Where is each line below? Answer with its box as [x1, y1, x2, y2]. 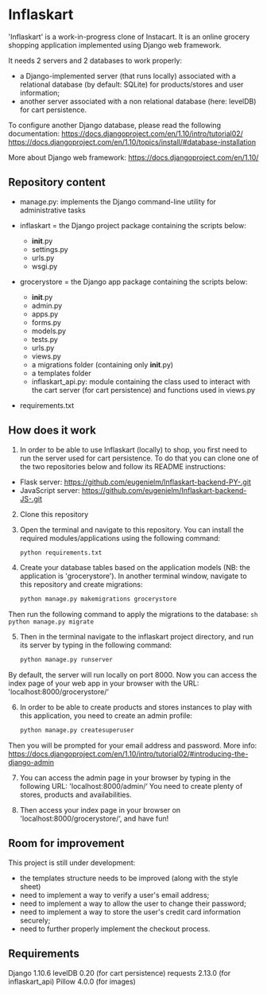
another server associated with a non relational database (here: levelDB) [19, 96, 257, 106]
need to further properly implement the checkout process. [19, 924, 211, 934]
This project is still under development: [8, 857, 136, 868]
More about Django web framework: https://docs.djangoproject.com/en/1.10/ [8, 153, 259, 162]
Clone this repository [19, 509, 89, 518]
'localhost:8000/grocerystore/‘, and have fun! [19, 813, 169, 824]
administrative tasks [19, 205, 86, 215]
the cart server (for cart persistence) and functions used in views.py [31, 385, 256, 394]
